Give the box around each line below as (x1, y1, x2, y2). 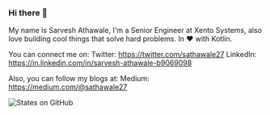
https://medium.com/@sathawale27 (8, 82, 128, 92)
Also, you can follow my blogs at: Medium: (8, 74, 150, 84)
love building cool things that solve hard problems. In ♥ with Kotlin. (8, 34, 233, 43)
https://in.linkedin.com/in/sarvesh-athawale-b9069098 (8, 58, 192, 68)
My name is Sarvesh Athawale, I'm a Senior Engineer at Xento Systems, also (8, 26, 263, 35)
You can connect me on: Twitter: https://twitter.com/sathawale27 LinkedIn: (8, 50, 257, 60)
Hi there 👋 (8, 7, 49, 18)
